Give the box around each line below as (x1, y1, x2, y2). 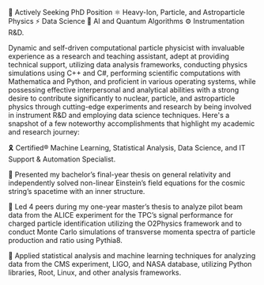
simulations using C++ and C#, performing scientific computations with (8, 68, 241, 78)
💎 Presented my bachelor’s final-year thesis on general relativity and (8, 170, 232, 179)
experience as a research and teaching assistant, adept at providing (8, 51, 229, 61)
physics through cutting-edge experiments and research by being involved (8, 102, 251, 111)
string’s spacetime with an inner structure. (8, 187, 145, 196)
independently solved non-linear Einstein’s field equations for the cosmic (8, 178, 246, 188)
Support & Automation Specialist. (8, 154, 116, 164)
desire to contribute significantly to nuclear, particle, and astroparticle (8, 93, 236, 103)
